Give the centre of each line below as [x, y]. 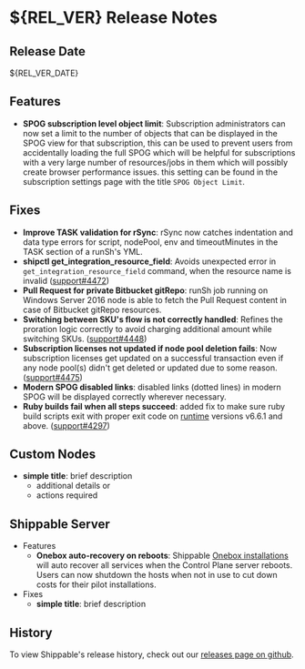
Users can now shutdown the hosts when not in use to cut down [157, 575]
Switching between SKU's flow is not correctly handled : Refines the [153, 319]
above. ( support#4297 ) [66, 425]
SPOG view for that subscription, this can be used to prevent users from [158, 143]
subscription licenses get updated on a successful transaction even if [153, 358]
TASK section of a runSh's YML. [82, 251]
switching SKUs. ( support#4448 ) [85, 339]
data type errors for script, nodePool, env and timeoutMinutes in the [150, 242]
